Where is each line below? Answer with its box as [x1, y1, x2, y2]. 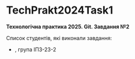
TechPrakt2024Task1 [6, 4, 114, 17]
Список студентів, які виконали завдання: [6, 34, 112, 41]
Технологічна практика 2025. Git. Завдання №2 [6, 23, 130, 30]
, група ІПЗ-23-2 [14, 45, 56, 53]
